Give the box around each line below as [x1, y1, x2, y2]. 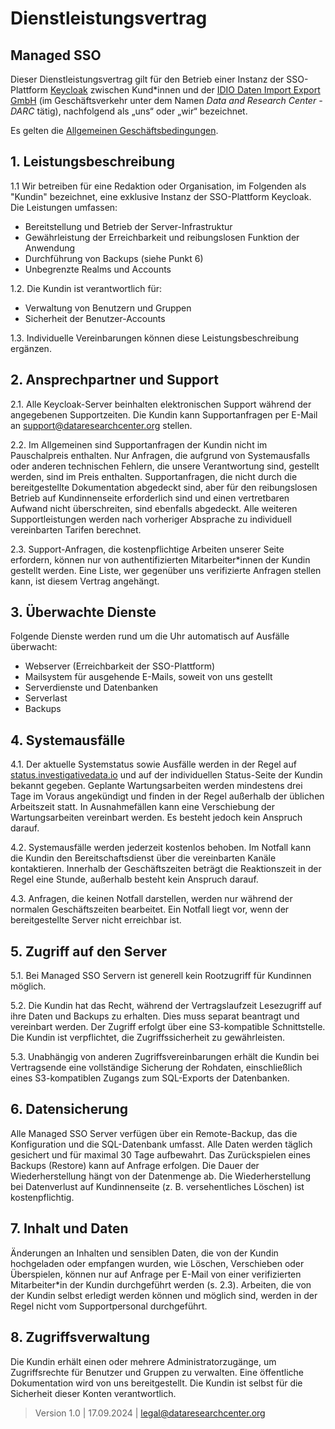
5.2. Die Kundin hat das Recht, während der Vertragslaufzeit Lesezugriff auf [10, 1000, 322, 1012]
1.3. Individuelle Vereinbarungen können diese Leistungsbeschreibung [10, 332, 300, 344]
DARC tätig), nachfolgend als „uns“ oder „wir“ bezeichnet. [10, 105, 248, 117]
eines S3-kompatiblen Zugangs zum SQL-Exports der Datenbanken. [10, 1072, 290, 1084]
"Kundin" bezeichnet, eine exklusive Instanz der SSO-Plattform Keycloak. [10, 190, 312, 202]
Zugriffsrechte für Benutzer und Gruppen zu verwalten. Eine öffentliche [10, 1366, 305, 1378]
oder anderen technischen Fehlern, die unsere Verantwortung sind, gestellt [10, 460, 320, 472]
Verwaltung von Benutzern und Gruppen [24, 302, 192, 314]
